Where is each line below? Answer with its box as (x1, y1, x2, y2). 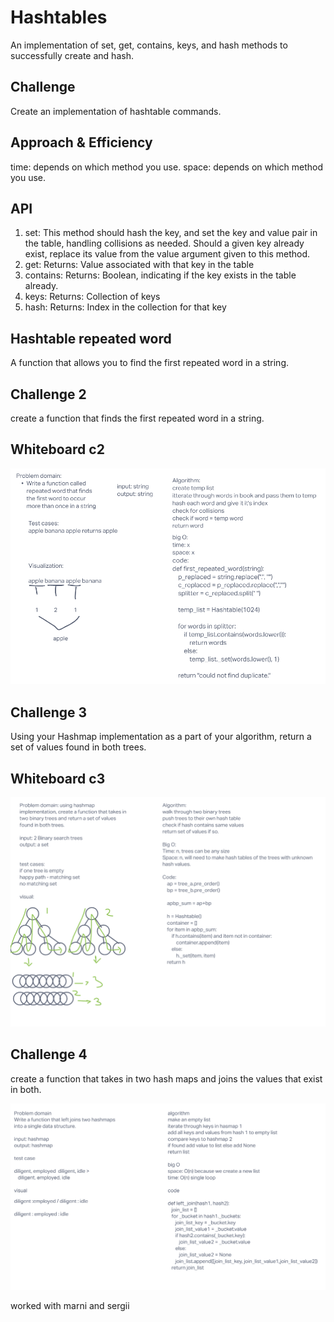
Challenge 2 (10, 386, 87, 403)
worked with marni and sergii (10, 1300, 130, 1312)
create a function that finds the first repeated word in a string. (10, 412, 265, 424)
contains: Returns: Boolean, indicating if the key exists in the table (24, 269, 297, 281)
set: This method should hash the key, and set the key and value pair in (24, 227, 318, 239)
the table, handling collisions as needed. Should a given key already (24, 237, 305, 250)
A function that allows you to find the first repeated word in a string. (10, 357, 289, 369)
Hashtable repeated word (10, 330, 172, 347)
